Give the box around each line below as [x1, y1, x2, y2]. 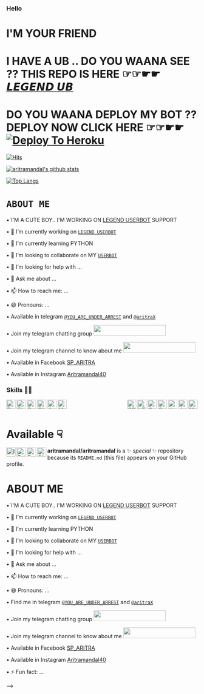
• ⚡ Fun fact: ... [6, 669, 44, 676]
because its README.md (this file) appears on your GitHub [47, 454, 187, 462]
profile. [6, 460, 24, 468]
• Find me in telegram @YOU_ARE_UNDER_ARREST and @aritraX [6, 599, 154, 606]
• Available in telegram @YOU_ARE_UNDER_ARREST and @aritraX [6, 313, 156, 320]
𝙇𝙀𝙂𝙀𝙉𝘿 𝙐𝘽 [6, 80, 74, 94]
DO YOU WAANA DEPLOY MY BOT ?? [6, 108, 197, 122]
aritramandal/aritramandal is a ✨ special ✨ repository [47, 447, 184, 454]
